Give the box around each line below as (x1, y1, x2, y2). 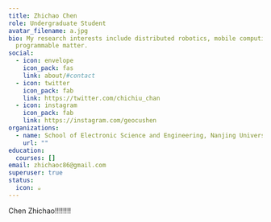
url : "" (23, 138, 48, 147)
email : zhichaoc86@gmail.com (8, 162, 106, 170)
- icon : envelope (15, 57, 74, 65)
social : (8, 49, 35, 57)
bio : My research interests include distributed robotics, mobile (8, 34, 236, 43)
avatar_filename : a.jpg (8, 27, 89, 35)
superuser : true (8, 169, 63, 177)
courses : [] (15, 154, 56, 162)
